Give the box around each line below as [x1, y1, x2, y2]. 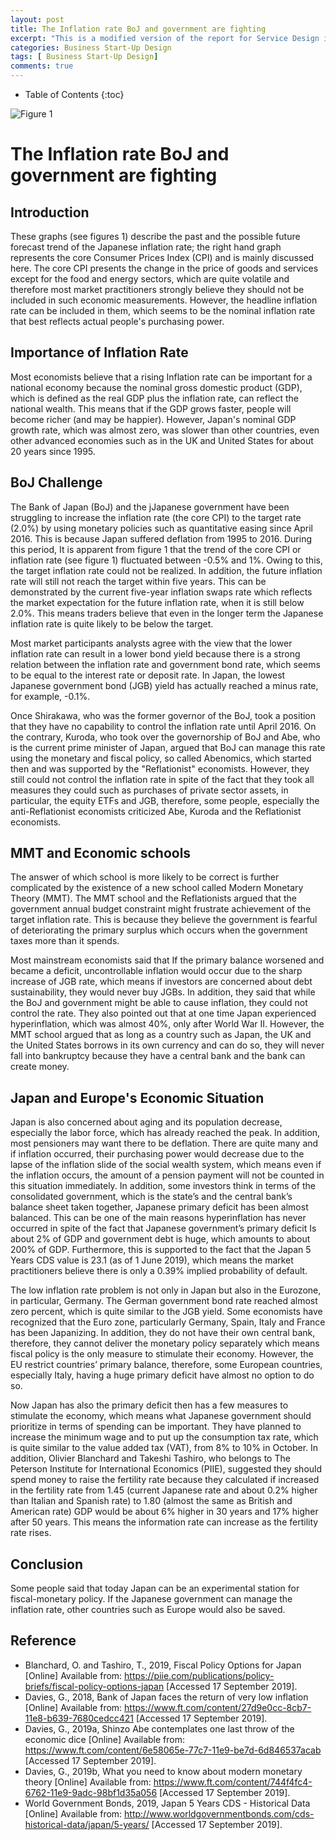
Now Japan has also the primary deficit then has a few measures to [10, 1399, 289, 1411]
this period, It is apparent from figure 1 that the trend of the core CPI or [10, 543, 302, 555]
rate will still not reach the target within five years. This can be [10, 575, 267, 587]
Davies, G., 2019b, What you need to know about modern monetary [24, 1765, 303, 1777]
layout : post [10, 14, 65, 25]
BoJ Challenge [10, 474, 103, 491]
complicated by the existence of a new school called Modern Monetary [10, 882, 304, 894]
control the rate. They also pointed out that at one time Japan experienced [10, 1007, 317, 1020]
